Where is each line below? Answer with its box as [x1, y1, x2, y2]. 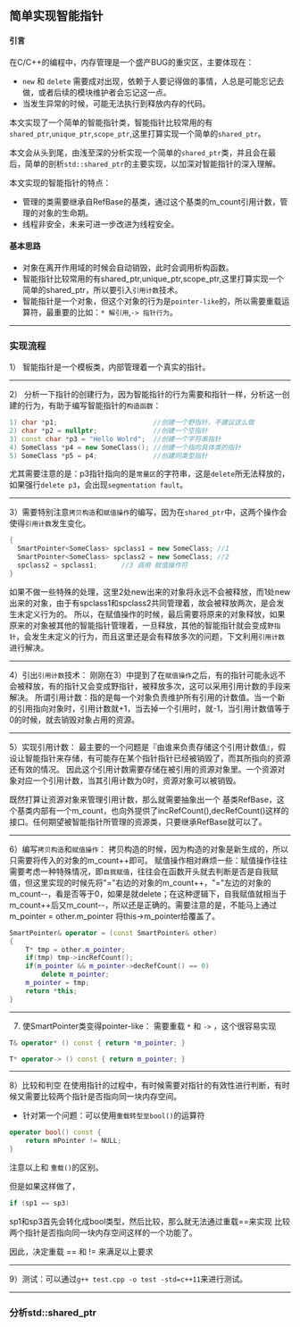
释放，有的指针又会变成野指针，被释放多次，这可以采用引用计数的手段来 [24, 680, 291, 691]
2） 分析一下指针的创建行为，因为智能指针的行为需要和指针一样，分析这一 [9, 389, 283, 400]
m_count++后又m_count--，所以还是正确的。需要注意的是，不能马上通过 [9, 899, 278, 910]
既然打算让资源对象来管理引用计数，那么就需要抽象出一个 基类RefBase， [9, 794, 277, 805]
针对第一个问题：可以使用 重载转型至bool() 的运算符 [21, 1110, 205, 1121]
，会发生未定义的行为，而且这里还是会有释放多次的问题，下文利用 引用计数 [15, 630, 286, 641]
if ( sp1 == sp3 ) [9, 1199, 70, 1208]
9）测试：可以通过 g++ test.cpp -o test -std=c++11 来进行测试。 [9, 1273, 248, 1284]
